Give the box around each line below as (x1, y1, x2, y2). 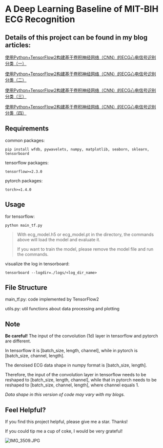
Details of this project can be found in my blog (5, 33, 148, 42)
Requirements (5, 125, 49, 133)
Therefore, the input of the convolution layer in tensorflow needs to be (5, 372, 146, 378)
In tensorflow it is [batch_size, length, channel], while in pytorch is (5, 348, 138, 354)
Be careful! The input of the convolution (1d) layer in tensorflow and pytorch (5, 333, 158, 339)
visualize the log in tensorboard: (5, 260, 70, 267)
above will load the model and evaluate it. (17, 236, 101, 242)
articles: (5, 41, 31, 49)
